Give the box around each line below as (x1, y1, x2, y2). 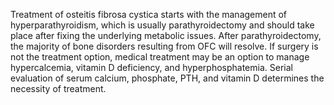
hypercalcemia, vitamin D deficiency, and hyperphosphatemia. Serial (10, 62, 293, 73)
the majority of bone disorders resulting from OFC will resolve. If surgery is (10, 40, 319, 52)
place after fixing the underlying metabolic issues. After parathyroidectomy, (10, 30, 322, 41)
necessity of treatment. (10, 83, 107, 94)
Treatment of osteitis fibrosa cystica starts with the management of (10, 9, 288, 20)
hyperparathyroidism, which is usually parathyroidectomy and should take (10, 19, 315, 31)
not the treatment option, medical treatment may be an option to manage (10, 51, 310, 63)
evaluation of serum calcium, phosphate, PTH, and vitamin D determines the (10, 72, 325, 84)
